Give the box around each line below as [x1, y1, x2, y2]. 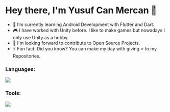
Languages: [5, 66, 36, 73]
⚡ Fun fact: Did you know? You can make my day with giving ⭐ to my [12, 45, 157, 51]
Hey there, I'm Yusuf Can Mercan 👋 [5, 5, 157, 16]
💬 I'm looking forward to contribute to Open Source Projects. [12, 40, 140, 46]
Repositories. [12, 53, 41, 59]
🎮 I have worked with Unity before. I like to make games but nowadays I [12, 27, 165, 33]
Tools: [5, 90, 21, 97]
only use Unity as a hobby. [12, 34, 69, 40]
